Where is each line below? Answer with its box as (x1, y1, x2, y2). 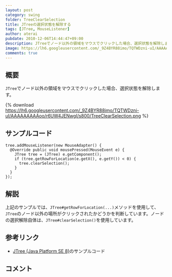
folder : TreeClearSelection (5, 17, 66, 22)
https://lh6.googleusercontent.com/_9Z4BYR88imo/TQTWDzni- (5, 107, 139, 113)
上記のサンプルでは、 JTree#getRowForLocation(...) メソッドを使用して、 (5, 204, 159, 210)
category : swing (5, 12, 40, 17)
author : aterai (5, 31, 38, 36)
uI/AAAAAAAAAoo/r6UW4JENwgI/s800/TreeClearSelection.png (5, 113, 141, 119)
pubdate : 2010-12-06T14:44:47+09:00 (5, 36, 83, 42)
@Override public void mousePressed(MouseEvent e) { (10, 147, 125, 153)
